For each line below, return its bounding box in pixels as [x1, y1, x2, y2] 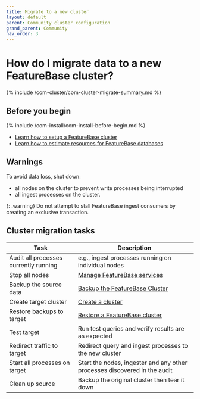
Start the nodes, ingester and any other [77, 359, 187, 367]
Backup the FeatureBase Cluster [77, 284, 168, 292]
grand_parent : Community [6, 25, 68, 32]
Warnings [6, 157, 43, 167]
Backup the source [9, 280, 62, 289]
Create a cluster [77, 297, 123, 306]
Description [117, 244, 152, 252]
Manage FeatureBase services [77, 270, 163, 279]
